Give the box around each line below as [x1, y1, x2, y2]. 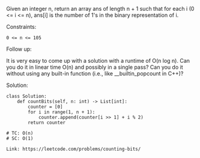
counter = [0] [28, 104, 63, 110]
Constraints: [6, 24, 37, 30]
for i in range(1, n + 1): [28, 109, 95, 115]
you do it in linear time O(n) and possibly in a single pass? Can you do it [6, 63, 183, 71]
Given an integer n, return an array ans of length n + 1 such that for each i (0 [6, 5, 195, 12]
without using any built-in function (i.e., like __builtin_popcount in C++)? [6, 70, 184, 77]
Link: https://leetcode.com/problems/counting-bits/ [6, 146, 141, 152]
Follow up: [6, 45, 32, 52]
